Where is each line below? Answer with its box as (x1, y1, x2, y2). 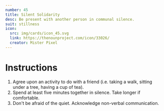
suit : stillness (5, 21, 39, 27)
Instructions (5, 62, 58, 73)
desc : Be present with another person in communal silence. (5, 17, 135, 22)
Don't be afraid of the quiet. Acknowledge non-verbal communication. (12, 100, 159, 106)
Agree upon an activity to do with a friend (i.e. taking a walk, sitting (12, 79, 153, 85)
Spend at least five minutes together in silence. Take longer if (12, 89, 141, 95)
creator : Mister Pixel (10, 40, 58, 45)
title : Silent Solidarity (5, 12, 60, 17)
